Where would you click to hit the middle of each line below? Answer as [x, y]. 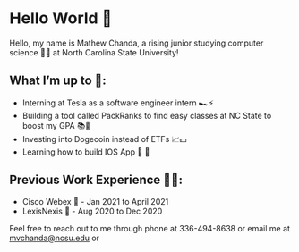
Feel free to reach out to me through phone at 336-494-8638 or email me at [150, 228]
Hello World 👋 [61, 18]
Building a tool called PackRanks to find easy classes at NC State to [147, 115]
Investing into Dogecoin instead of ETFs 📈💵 [104, 139]
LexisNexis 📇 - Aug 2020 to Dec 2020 [92, 211]
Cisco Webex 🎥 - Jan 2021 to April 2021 [95, 201]
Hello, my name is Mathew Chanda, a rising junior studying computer [137, 43]
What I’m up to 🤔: [58, 81]
